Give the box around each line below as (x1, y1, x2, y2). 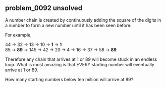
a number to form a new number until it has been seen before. (5, 22, 132, 28)
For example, (5, 32, 32, 38)
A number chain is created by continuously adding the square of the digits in (5, 17, 161, 23)
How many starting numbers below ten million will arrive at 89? (5, 76, 134, 82)
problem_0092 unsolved (5, 4, 83, 12)
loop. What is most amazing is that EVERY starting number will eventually (5, 61, 155, 67)
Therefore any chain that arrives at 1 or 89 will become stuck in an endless (5, 56, 157, 62)
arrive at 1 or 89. (5, 67, 39, 73)
